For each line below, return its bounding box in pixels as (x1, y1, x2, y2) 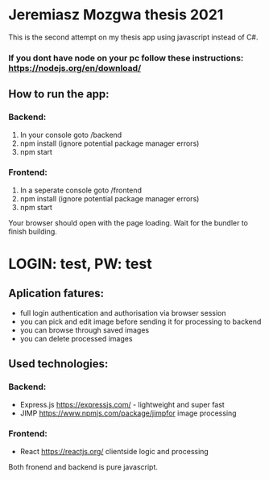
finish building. (8, 226, 58, 236)
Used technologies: (8, 357, 109, 371)
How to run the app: (8, 87, 110, 101)
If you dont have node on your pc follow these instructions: (8, 52, 244, 64)
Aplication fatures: (8, 287, 105, 300)
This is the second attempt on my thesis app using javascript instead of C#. (8, 32, 259, 42)
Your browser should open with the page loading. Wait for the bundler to (8, 217, 248, 227)
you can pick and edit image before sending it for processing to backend (19, 317, 262, 326)
